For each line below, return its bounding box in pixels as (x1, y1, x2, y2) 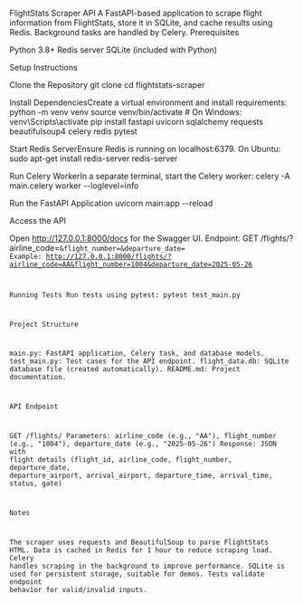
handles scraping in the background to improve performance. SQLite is (9, 561, 285, 570)
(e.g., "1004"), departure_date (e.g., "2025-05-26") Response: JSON (9, 439, 278, 449)
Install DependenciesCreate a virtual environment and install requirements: (9, 97, 288, 108)
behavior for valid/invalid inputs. (9, 585, 147, 594)
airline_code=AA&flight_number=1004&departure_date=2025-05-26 (9, 260, 253, 269)
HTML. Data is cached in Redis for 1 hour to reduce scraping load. (9, 545, 273, 555)
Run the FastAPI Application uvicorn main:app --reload (9, 198, 213, 208)
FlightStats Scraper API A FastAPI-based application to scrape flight (9, 8, 262, 18)
